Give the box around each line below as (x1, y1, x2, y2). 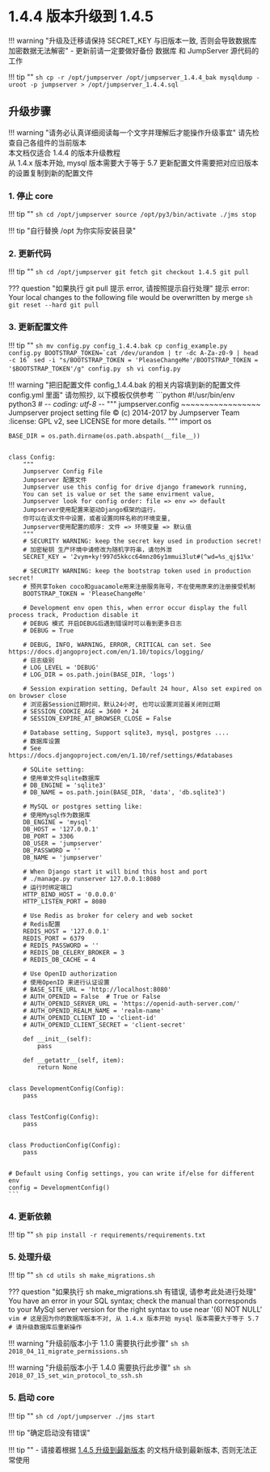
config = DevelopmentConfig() (8, 1183, 111, 1191)
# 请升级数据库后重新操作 (8, 1323, 82, 1331)
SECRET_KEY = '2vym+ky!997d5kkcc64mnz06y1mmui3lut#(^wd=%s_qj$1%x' (23, 552, 255, 560)
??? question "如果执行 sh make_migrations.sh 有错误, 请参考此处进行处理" (8, 1287, 257, 1296)
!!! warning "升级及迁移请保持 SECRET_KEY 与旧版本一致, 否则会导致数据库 (8, 36, 257, 45)
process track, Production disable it (8, 611, 139, 619)
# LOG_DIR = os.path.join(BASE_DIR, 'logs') (23, 670, 175, 679)
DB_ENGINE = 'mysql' (23, 818, 92, 826)
